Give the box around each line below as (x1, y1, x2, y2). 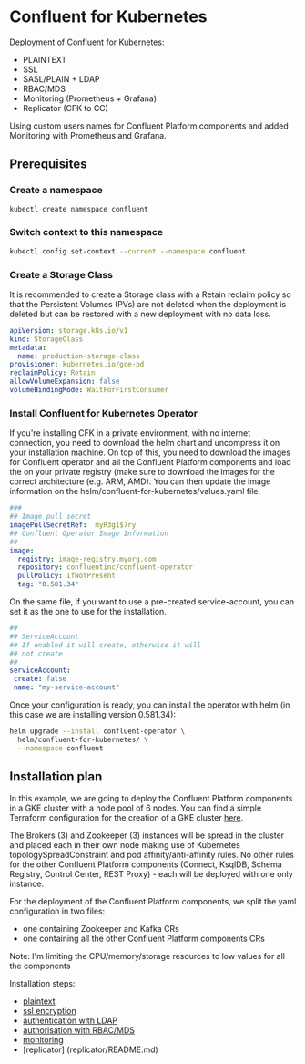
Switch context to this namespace (9, 226, 164, 239)
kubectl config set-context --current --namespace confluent (9, 246, 247, 256)
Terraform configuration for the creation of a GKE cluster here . (9, 812, 244, 823)
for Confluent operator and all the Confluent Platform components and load (9, 457, 291, 468)
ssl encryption (22, 1006, 76, 1017)
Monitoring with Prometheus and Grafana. (9, 129, 167, 140)
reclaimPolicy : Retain (9, 368, 96, 377)
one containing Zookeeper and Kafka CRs (22, 924, 180, 935)
